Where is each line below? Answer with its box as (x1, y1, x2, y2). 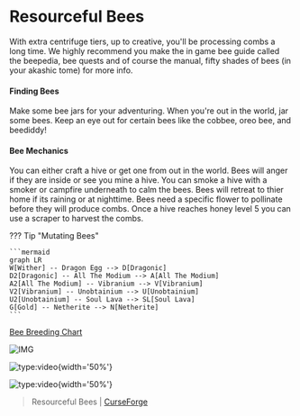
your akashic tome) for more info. (9, 65, 133, 76)
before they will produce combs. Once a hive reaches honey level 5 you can (9, 203, 291, 214)
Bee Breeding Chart (9, 327, 83, 338)
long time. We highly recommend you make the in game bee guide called (9, 45, 280, 56)
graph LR (9, 256, 42, 265)
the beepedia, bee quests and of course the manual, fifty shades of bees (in (9, 55, 291, 66)
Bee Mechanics (9, 145, 69, 156)
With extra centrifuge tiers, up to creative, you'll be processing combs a (9, 36, 276, 47)
